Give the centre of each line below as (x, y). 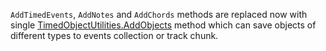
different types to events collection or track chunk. (114, 35)
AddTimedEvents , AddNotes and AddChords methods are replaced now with (159, 14)
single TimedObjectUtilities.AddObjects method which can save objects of (163, 25)
